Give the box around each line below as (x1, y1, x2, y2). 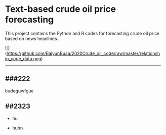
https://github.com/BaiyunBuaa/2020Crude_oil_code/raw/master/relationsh (6, 50, 160, 56)
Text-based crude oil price (5, 3, 116, 15)
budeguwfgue (5, 88, 34, 93)
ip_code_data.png (5, 55, 41, 61)
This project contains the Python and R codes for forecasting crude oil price (5, 30, 160, 36)
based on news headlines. (5, 36, 58, 42)
